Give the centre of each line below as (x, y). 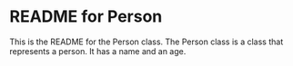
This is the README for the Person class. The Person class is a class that (146, 42)
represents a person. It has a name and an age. (98, 51)
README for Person (86, 17)
